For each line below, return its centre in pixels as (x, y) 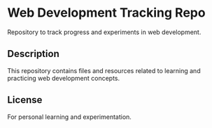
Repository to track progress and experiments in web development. (104, 32)
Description (33, 54)
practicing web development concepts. (64, 78)
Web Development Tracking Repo (106, 13)
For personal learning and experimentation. (69, 117)
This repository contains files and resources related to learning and (104, 70)
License (25, 100)
